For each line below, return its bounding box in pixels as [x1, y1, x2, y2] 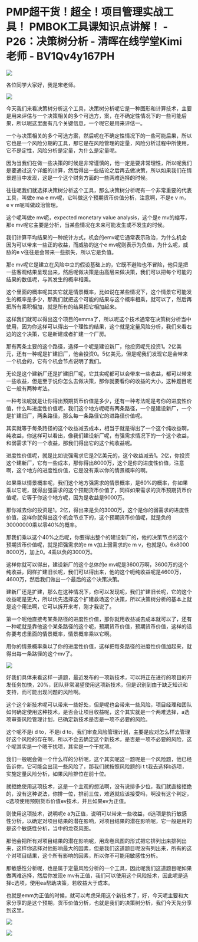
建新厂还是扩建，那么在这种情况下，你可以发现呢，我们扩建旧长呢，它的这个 [6, 588, 192, 595]
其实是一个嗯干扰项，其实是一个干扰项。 [16, 743, 115, 750]
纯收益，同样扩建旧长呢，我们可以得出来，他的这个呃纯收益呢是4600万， [6, 568, 184, 575]
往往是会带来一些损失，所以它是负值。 [23, 248, 117, 255]
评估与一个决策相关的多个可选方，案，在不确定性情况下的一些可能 [21, 112, 181, 119]
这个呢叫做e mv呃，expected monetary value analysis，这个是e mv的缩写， [6, 213, 190, 221]
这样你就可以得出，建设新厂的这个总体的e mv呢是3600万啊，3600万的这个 [6, 561, 189, 568]
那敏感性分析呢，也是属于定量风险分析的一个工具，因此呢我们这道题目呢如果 [6, 864, 192, 871]
